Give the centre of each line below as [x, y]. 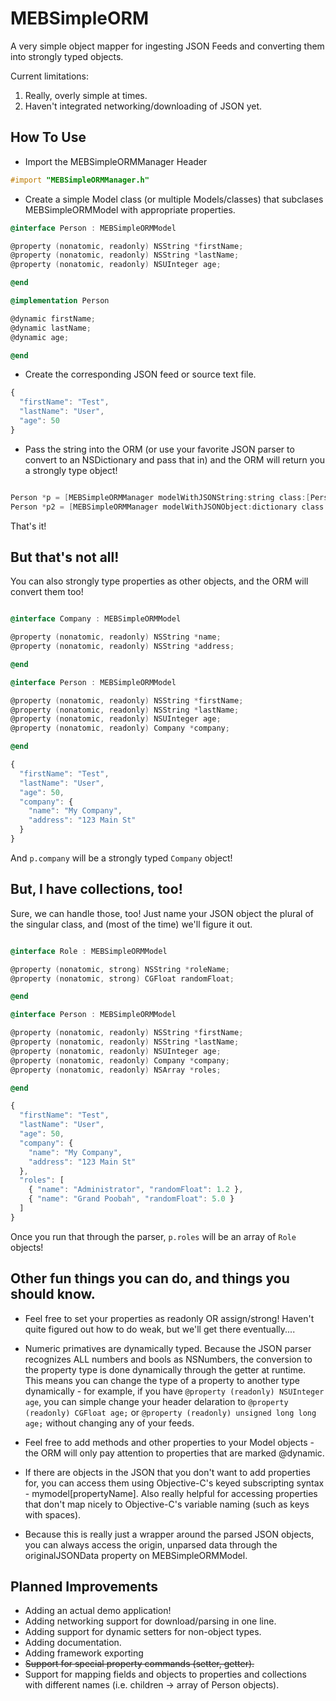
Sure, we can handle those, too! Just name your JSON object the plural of [162, 913]
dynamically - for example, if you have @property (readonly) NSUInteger [174, 1391]
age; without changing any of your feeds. [109, 1423]
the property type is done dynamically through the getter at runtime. [165, 1369]
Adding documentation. [73, 1643]
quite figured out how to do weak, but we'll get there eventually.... [160, 1329]
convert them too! [47, 592]
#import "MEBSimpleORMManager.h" [80, 180]
